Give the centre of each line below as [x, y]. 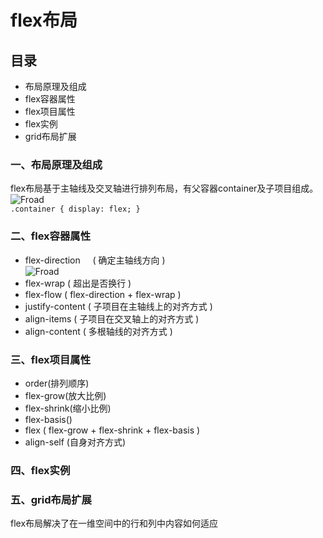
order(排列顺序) [57, 383]
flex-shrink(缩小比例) [68, 408]
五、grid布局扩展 [51, 499]
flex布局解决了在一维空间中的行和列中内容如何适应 [114, 523]
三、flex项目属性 [51, 359]
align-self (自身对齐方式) [75, 442]
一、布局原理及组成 [56, 164]
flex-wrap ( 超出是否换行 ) [78, 283]
